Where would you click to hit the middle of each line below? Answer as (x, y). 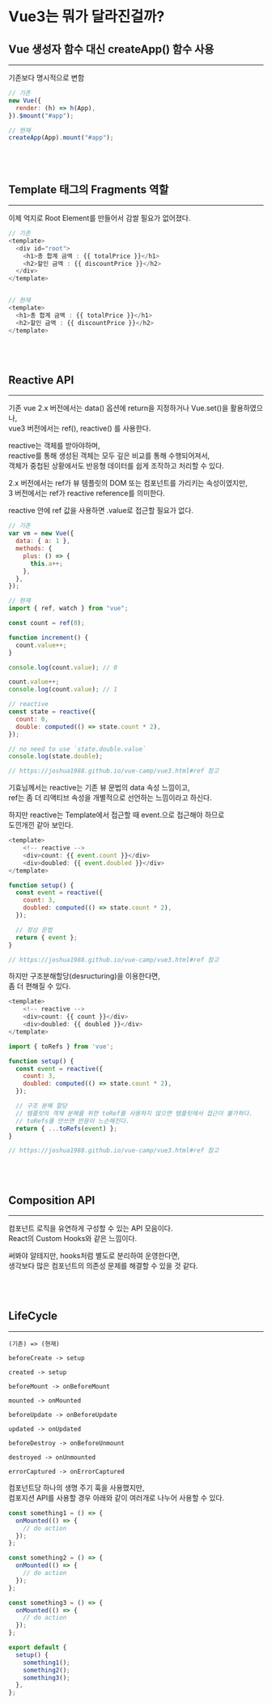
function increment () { (49, 637)
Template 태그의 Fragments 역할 (89, 189)
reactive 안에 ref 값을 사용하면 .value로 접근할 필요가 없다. (101, 511)
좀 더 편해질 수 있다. (40, 987)
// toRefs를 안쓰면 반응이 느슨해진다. (72, 1121)
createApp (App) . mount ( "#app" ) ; (61, 138)
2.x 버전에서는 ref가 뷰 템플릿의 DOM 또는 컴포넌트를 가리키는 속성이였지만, (128, 483)
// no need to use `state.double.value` (78, 749)
